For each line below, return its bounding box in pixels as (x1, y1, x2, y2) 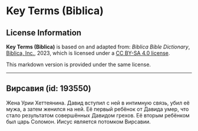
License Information (6, 28, 81, 38)
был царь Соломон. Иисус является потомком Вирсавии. (6, 118, 151, 125)
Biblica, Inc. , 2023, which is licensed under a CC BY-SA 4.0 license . (6, 50, 170, 57)
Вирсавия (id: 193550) (6, 84, 91, 94)
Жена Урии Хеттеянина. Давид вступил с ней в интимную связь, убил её (6, 99, 190, 106)
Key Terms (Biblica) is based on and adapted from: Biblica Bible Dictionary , (6, 43, 190, 50)
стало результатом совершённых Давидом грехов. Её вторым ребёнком (6, 112, 190, 119)
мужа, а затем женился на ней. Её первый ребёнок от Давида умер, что (6, 105, 189, 113)
